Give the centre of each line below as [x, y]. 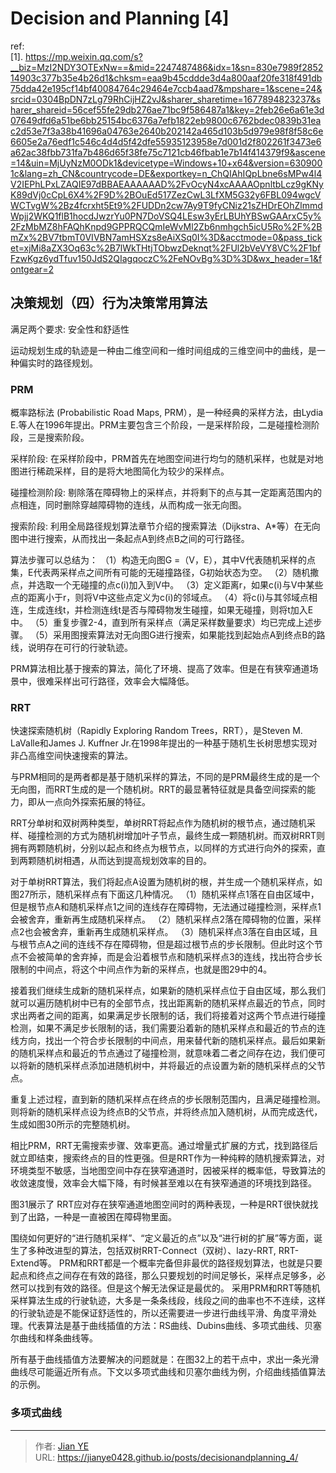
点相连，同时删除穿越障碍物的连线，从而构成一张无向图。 [128, 505]
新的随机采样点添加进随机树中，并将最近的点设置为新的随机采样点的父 [172, 1066]
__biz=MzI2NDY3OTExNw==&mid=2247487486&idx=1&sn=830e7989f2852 [167, 67]
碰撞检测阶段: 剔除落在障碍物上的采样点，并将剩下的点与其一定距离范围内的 [166, 493]
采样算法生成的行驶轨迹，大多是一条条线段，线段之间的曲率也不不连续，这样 [168, 1301]
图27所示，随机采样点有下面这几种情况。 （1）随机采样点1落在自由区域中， [165, 894]
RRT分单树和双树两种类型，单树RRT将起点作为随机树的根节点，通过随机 [159, 823]
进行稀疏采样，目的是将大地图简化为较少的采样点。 [124, 471]
